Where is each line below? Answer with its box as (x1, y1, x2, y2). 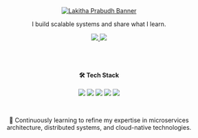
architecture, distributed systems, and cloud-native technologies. (6, 124, 192, 132)
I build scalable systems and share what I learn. (32, 20, 166, 28)
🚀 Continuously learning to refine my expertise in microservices (9, 116, 189, 124)
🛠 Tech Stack (78, 71, 120, 79)
